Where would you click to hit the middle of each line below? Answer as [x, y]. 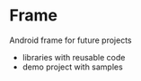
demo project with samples [72, 67]
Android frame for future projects [70, 40]
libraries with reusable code [74, 57]
